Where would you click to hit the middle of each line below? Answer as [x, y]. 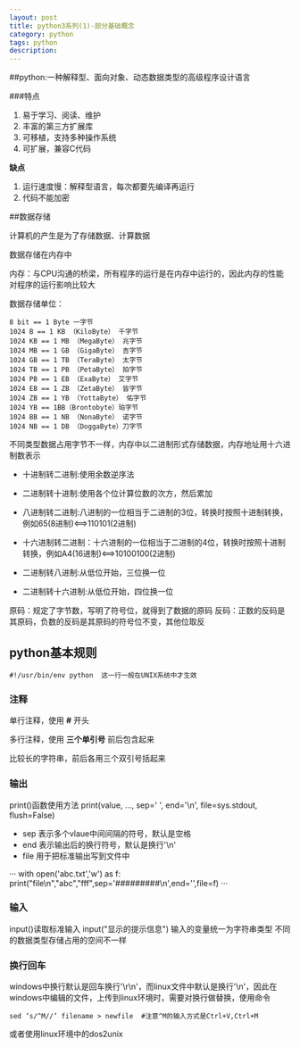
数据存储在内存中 [41, 254]
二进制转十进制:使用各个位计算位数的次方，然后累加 [117, 494]
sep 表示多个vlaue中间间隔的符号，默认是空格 [107, 833]
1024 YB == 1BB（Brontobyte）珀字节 [74, 408]
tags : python [33, 42]
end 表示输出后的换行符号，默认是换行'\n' [99, 844]
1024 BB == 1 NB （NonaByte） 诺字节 [76, 417]
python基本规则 [53, 652]
